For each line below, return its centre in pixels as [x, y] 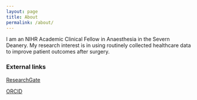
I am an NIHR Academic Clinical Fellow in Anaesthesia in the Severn [88, 39]
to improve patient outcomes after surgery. [58, 52]
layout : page [22, 11]
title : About [22, 17]
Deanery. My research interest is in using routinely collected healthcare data [98, 45]
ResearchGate [23, 79]
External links [26, 67]
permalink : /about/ [30, 22]
